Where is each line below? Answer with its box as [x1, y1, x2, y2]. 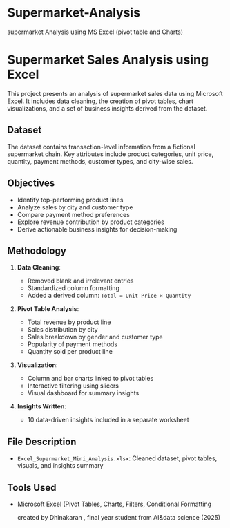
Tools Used [7, 482, 57, 493]
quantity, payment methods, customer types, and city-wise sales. [7, 157, 193, 165]
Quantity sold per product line [27, 348, 113, 356]
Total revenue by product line [27, 318, 111, 326]
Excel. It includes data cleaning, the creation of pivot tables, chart [7, 97, 193, 105]
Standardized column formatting [27, 284, 119, 292]
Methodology [7, 245, 67, 256]
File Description [7, 435, 77, 447]
